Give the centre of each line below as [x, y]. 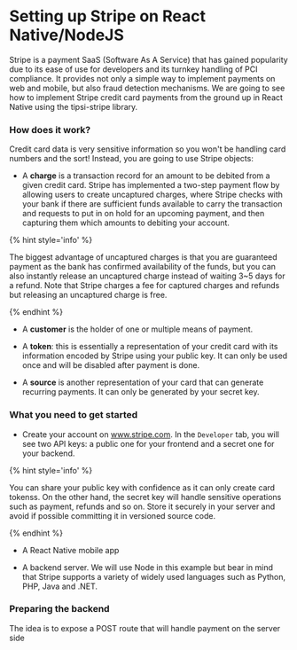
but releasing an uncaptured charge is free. [88, 295]
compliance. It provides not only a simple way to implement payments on [142, 78]
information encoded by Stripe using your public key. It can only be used [155, 356]
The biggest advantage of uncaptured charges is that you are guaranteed [143, 257]
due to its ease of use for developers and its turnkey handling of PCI [134, 69]
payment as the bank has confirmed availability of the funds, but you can [143, 267]
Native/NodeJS [66, 35]
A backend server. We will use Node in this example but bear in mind [147, 567]
